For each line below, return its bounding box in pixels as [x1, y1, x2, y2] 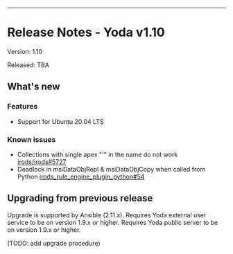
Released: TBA [7, 60, 50, 69]
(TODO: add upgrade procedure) [7, 239, 101, 247]
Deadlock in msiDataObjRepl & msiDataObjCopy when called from [17, 165, 206, 173]
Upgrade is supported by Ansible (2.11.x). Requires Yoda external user [7, 210, 207, 219]
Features [7, 102, 38, 111]
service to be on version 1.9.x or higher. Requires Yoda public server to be [7, 218, 218, 226]
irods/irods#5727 [17, 157, 67, 166]
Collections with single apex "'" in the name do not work [17, 150, 178, 158]
